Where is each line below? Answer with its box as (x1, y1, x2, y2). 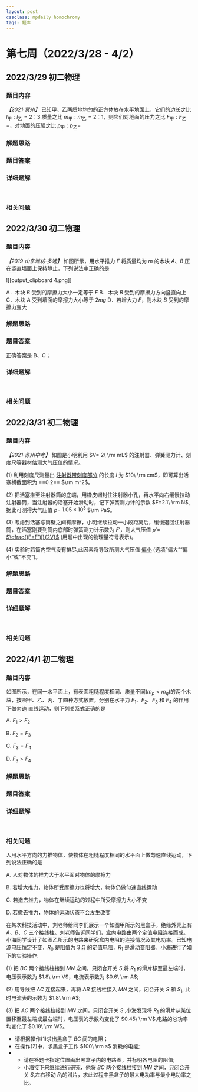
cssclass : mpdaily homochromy (6, 14, 81, 20)
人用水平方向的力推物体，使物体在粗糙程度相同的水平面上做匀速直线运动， (6, 851, 187, 858)
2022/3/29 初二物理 (6, 72, 80, 82)
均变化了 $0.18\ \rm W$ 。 (6, 1022, 68, 1029)
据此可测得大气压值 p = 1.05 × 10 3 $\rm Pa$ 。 (6, 505, 115, 513)
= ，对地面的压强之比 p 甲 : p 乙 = (6, 122, 81, 130)
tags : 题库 (6, 20, 31, 25)
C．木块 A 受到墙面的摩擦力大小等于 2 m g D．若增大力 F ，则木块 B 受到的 (6, 296, 184, 303)
